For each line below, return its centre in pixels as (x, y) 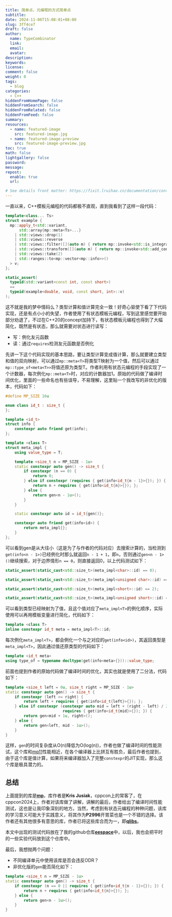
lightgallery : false (27, 158)
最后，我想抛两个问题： (30, 849)
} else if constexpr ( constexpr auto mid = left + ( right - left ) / (89, 706)
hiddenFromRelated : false (33, 110)
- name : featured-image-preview (45, 139)
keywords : (16, 63)
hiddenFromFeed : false (29, 115)
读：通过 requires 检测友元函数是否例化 (53, 343)
